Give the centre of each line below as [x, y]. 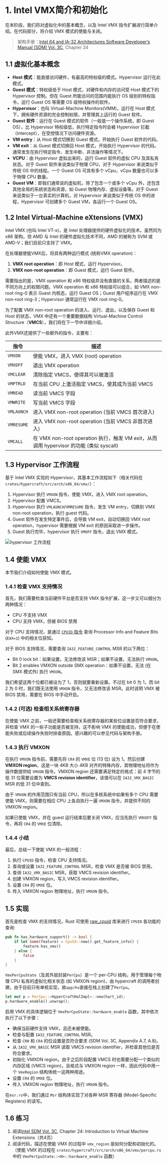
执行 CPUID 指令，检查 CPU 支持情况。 [51, 860]
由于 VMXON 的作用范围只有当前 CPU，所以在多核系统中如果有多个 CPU [77, 795]
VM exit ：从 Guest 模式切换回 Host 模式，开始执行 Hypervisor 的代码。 [85, 145]
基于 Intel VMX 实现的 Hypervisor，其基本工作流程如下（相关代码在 [74, 478]
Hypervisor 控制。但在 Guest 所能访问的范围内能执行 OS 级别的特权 [82, 96]
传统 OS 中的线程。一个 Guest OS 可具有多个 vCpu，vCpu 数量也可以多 [85, 170]
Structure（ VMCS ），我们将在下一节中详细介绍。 [55, 322]
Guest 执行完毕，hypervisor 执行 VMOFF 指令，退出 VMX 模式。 [76, 532]
